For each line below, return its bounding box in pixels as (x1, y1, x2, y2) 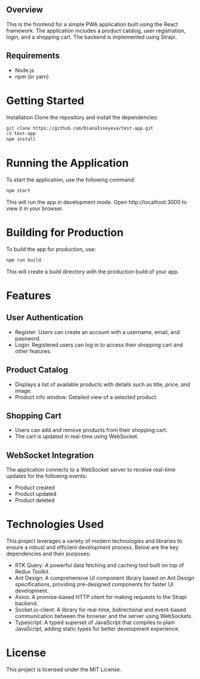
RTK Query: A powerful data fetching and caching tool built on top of (14, 562, 184, 569)
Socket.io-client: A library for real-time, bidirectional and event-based (14, 606, 186, 613)
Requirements (6, 51, 60, 61)
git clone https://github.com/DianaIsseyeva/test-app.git (6, 125, 153, 131)
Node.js (14, 66, 35, 74)
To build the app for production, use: (6, 245, 97, 253)
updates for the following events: (6, 472, 88, 480)
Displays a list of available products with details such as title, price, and (14, 381, 190, 388)
